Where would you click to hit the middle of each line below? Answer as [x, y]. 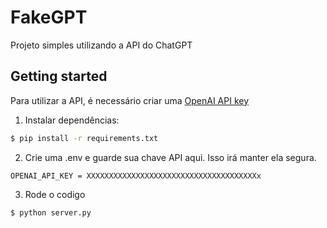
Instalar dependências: [72, 120]
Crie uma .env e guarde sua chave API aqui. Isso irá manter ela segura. [170, 157]
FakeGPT [49, 17]
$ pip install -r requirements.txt [84, 138]
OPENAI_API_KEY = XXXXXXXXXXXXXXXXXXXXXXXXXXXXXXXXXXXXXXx [136, 176]
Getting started [59, 76]
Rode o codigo [55, 194]
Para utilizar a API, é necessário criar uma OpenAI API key [130, 100]
